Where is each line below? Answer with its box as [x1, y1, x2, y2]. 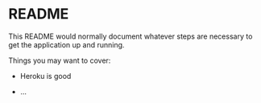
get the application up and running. [8, 39, 125, 49]
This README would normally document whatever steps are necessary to [8, 31, 253, 41]
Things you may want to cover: [8, 56, 111, 65]
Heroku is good [19, 71, 72, 80]
